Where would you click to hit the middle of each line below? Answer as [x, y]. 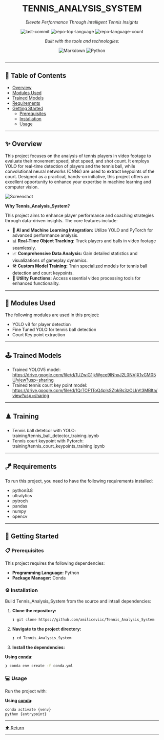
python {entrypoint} [26, 714]
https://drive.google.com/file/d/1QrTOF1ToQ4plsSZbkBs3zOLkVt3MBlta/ [85, 391]
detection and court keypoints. [43, 273]
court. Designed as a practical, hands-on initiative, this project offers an [77, 176]
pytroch [20, 501]
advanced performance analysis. [45, 235]
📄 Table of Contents [36, 76]
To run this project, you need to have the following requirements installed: [79, 481]
